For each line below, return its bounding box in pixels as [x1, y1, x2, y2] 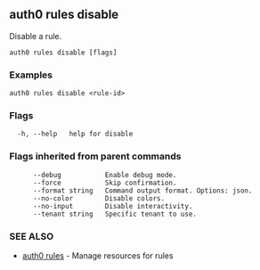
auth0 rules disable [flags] [9, 48, 118, 57]
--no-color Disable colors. [32, 193, 166, 203]
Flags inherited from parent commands [9, 151, 182, 163]
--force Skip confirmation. [32, 178, 177, 187]
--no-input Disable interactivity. [32, 201, 193, 210]
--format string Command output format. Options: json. [32, 186, 253, 195]
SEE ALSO [9, 230, 54, 242]
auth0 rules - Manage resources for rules [21, 250, 174, 261]
